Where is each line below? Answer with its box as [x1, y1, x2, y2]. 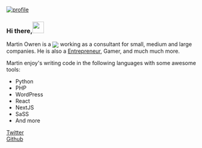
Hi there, [6, 26, 32, 35]
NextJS [15, 104, 34, 111]
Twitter [6, 129, 24, 136]
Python [15, 78, 34, 85]
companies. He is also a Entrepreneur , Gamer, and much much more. [6, 47, 180, 55]
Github [6, 135, 23, 143]
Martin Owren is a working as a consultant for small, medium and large [6, 41, 192, 48]
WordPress [15, 91, 43, 98]
